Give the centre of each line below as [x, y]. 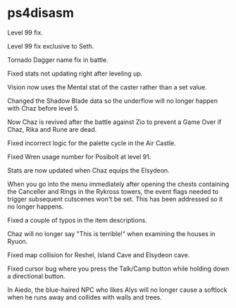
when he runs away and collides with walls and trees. [85, 297]
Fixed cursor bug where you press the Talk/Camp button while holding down [118, 269]
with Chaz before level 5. [43, 108]
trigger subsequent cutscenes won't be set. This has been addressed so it [115, 199]
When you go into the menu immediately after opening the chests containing [118, 184]
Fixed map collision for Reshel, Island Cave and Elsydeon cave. [99, 254]
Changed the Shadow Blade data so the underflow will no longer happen [113, 101]
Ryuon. [18, 241]
